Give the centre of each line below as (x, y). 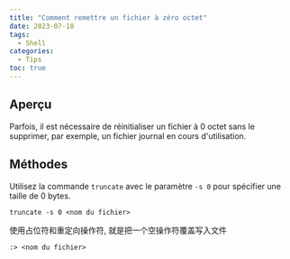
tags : (19, 34)
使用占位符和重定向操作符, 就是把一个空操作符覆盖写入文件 (118, 230)
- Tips (30, 60)
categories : (32, 51)
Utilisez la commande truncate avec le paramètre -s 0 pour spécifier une (145, 186)
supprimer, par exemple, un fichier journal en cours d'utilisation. (128, 135)
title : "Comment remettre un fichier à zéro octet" (108, 18)
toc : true (28, 69)
